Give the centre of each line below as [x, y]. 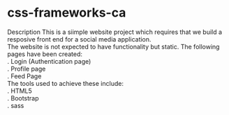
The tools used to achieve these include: [66, 83]
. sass [16, 105]
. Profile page [27, 69]
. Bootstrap [23, 98]
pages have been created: [45, 54]
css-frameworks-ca [67, 13]
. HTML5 [20, 91]
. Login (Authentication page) [49, 61]
